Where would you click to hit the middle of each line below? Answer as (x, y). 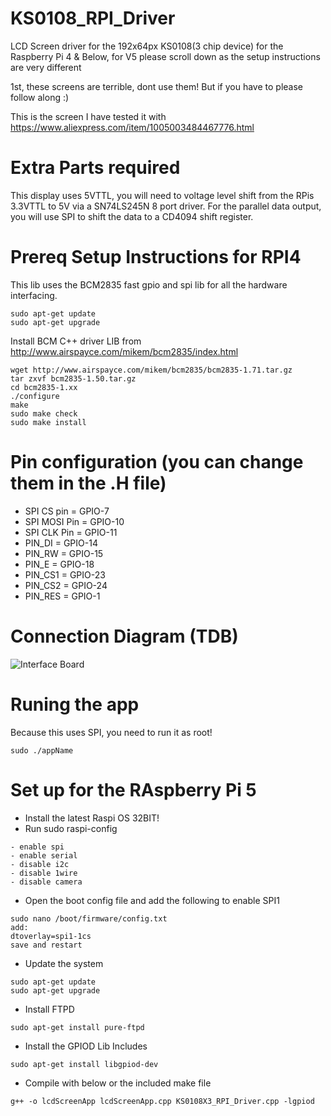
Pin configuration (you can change (157, 462)
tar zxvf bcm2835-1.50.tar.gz (73, 378)
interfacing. (34, 295)
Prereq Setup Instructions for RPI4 (156, 257)
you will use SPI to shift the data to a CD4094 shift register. (132, 216)
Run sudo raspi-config (71, 828)
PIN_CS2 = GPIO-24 (66, 585)
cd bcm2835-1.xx (44, 387)
